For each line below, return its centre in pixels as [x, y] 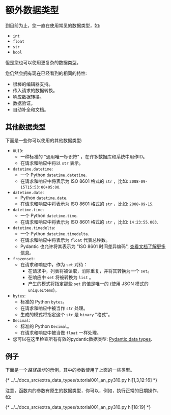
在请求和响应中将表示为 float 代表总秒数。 [65, 240]
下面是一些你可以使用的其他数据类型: [44, 140]
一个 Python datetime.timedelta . [54, 233]
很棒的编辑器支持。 [33, 84]
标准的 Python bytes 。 [44, 301]
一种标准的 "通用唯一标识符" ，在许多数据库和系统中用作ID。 [84, 156]
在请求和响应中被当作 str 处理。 [54, 308]
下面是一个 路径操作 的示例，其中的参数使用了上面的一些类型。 [70, 370]
